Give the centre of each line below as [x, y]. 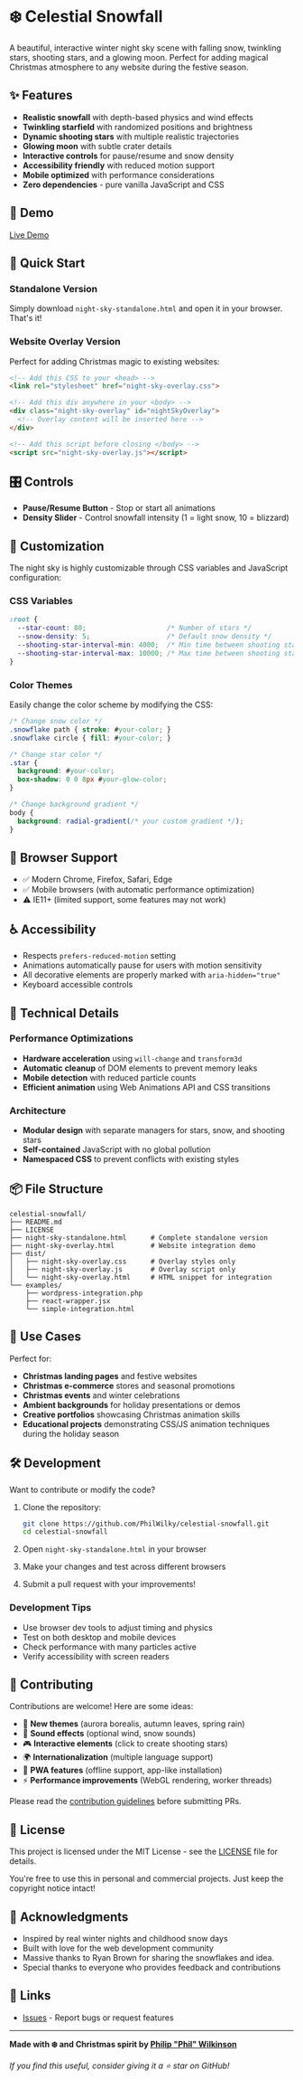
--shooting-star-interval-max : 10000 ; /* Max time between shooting [149, 653]
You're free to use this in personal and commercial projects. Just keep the [147, 1879]
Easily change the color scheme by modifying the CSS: [111, 704]
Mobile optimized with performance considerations [118, 175]
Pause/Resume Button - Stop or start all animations [119, 508]
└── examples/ [36, 1285]
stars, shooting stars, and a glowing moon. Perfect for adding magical [139, 57]
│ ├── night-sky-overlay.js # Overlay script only [123, 1269]
